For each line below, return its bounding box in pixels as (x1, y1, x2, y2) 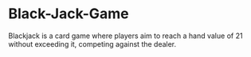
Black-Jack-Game (8, 5, 129, 23)
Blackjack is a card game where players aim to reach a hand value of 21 (8, 31, 243, 40)
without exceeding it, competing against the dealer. (8, 39, 177, 48)
